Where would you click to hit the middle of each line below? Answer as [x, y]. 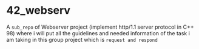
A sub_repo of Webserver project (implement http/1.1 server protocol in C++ [100, 27]
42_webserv [39, 10]
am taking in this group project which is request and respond [82, 39]
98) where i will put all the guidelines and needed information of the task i [98, 33]
